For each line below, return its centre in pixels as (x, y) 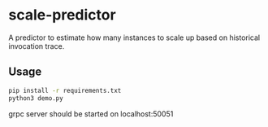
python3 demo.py (36, 98)
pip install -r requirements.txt (65, 90)
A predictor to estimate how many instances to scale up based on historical (134, 37)
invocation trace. (37, 46)
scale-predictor (62, 15)
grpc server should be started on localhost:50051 (91, 114)
